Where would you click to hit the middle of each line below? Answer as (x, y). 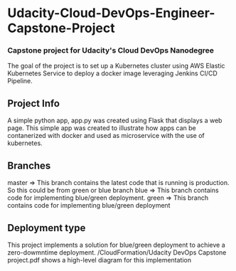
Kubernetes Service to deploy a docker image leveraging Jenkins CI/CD (113, 73)
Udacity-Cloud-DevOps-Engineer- (111, 13)
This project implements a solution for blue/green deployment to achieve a (116, 245)
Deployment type (47, 228)
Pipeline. (20, 81)
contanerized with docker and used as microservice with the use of (106, 136)
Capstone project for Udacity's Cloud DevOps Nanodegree (111, 51)
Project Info (34, 103)
